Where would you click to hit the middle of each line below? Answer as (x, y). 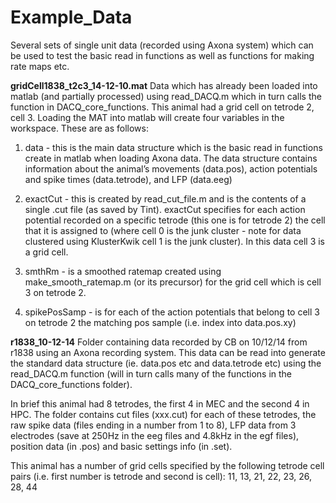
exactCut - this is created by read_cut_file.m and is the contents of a (165, 198)
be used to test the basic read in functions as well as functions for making (162, 55)
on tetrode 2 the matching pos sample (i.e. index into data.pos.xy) (160, 322)
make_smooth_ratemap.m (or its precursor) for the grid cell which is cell (173, 282)
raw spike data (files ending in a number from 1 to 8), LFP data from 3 (153, 425)
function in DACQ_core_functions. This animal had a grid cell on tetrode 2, (162, 107)
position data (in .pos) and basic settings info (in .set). (121, 446)
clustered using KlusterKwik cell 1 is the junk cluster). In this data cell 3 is (175, 241)
